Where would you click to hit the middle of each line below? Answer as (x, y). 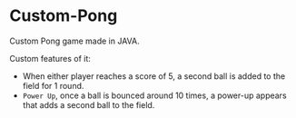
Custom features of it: (50, 58)
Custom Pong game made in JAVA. (75, 41)
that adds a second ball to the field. (89, 104)
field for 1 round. (53, 85)
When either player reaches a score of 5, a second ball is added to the (154, 76)
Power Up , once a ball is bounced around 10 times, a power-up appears (155, 95)
